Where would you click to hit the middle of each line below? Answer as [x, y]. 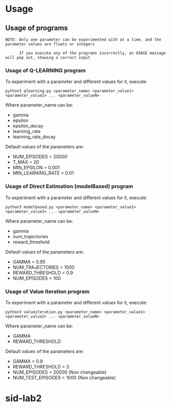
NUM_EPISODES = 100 [37, 278]
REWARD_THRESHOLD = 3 [41, 366]
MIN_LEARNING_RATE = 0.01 [43, 173]
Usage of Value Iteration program [47, 292]
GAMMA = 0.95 [29, 262]
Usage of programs [37, 28]
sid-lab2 [24, 399]
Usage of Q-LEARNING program [46, 70]
